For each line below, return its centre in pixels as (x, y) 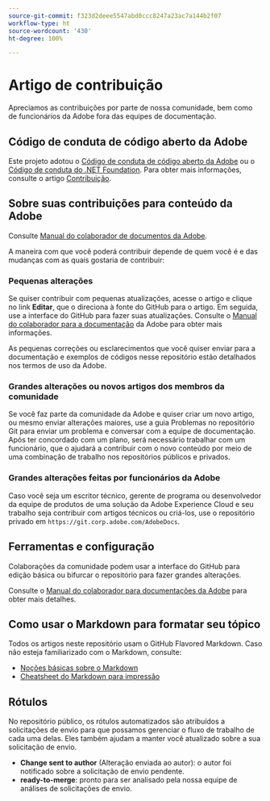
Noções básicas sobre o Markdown (79, 668)
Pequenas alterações (51, 281)
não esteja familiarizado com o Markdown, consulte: (95, 652)
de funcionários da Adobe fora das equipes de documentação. (112, 116)
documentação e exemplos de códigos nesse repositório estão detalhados (132, 357)
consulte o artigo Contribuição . (60, 178)
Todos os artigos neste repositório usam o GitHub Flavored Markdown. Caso (135, 644)
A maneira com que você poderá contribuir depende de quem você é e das (133, 251)
